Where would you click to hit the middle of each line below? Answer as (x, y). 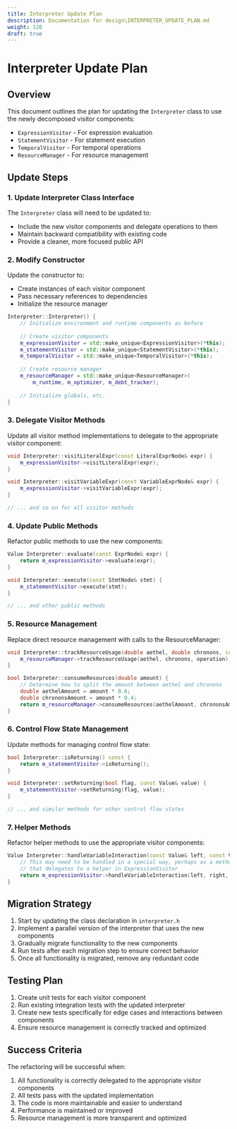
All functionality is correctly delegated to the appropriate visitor (109, 1080)
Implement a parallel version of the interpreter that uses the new (111, 928)
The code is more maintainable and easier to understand (99, 1103)
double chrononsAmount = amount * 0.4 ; (79, 698)
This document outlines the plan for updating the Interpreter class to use (115, 112)
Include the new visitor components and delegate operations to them (118, 226)
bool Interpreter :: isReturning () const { (69, 757)
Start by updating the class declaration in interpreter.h (98, 921)
